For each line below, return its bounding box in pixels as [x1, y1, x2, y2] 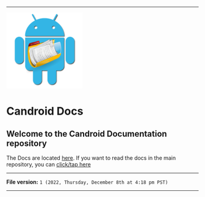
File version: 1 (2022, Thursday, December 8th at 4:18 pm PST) [6, 178, 168, 185]
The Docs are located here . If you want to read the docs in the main [6, 154, 176, 162]
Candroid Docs [6, 104, 84, 118]
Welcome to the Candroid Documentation [6, 129, 167, 139]
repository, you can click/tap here [6, 161, 92, 168]
